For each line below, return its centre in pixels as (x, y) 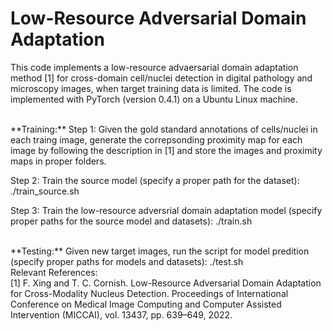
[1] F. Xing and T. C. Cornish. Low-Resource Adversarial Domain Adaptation (166, 283)
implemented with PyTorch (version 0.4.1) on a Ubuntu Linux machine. (154, 99)
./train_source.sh (45, 191)
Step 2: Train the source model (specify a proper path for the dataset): (155, 180)
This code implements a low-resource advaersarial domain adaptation (154, 67)
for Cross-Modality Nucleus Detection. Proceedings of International (149, 293)
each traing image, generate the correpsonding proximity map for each (156, 139)
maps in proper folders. (58, 161)
